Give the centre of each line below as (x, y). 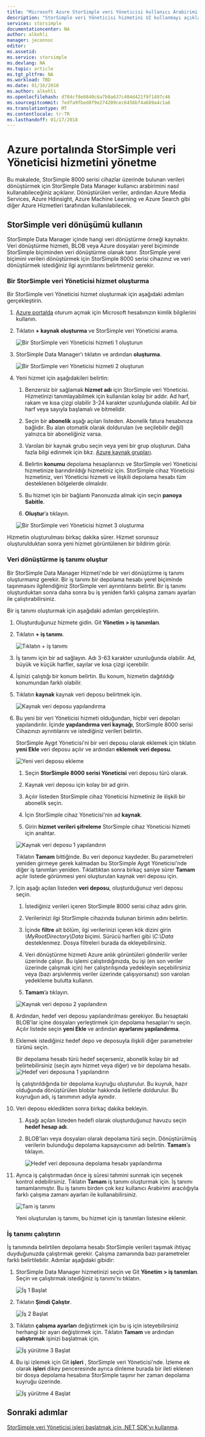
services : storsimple (34, 23)
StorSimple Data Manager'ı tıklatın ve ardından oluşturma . (89, 355)
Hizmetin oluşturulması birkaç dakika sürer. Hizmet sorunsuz (83, 538)
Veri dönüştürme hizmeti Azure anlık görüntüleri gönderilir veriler (106, 954)
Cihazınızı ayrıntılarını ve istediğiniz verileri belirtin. (79, 731)
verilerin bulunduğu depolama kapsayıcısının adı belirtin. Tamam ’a (108, 1145)
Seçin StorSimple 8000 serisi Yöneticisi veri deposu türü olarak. (106, 773)
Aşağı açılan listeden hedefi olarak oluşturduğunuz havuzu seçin (106, 1120)
